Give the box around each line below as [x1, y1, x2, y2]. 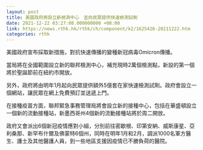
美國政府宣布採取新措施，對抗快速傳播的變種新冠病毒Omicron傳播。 [6, 49, 176, 56]
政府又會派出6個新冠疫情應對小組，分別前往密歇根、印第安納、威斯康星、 [6, 122, 190, 130]
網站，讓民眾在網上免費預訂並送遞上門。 [11, 89, 112, 96]
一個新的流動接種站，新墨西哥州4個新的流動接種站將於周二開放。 [6, 110, 169, 117]
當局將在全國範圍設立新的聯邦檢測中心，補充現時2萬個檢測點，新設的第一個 [6, 61, 195, 69]
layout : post [6, 8, 39, 15]
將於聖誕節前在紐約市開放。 [6, 69, 76, 76]
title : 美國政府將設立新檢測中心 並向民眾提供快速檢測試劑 [6, 14, 138, 20]
